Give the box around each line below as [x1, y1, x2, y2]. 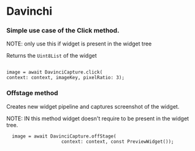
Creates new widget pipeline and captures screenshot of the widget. [6, 103, 180, 110]
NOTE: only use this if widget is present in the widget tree [6, 40, 152, 47]
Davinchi [6, 4, 53, 18]
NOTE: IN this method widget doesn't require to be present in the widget [6, 115, 189, 122]
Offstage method [6, 89, 58, 98]
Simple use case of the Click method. [6, 26, 120, 35]
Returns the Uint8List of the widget [6, 52, 97, 60]
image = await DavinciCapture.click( [6, 69, 103, 75]
